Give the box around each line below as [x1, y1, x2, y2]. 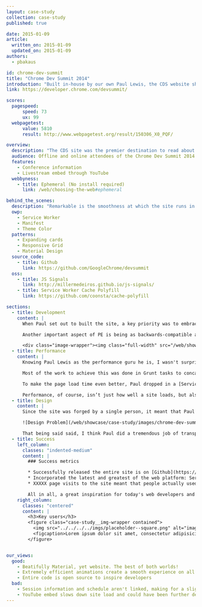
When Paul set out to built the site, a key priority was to [22, 321, 179, 327]
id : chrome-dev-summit [6, 70, 63, 76]
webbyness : [11, 175, 39, 181]
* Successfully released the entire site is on [28, 470, 149, 476]
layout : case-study [6, 8, 55, 15]
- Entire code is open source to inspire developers [17, 575, 152, 581]
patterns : [11, 231, 36, 237]
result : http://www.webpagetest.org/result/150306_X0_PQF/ [22, 131, 173, 137]
